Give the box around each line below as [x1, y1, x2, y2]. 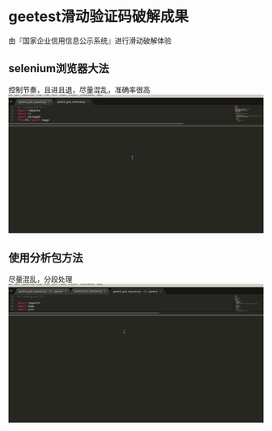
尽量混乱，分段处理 [8, 274, 73, 284]
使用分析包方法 [8, 251, 83, 265]
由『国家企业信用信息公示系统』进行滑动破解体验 [8, 36, 172, 45]
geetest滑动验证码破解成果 [8, 7, 189, 26]
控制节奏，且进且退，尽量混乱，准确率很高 [8, 84, 151, 94]
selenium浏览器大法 [8, 62, 109, 75]
